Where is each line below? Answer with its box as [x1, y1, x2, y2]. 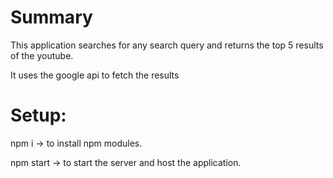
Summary [10, 6, 93, 29]
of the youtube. [10, 49, 74, 61]
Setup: [10, 104, 67, 127]
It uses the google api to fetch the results [10, 69, 180, 81]
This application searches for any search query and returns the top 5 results [10, 39, 324, 51]
